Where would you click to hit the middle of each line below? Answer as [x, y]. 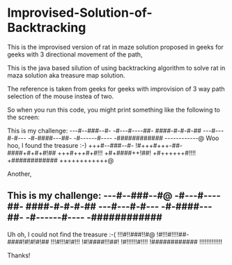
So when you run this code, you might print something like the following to [114, 109]
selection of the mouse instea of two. [61, 96]
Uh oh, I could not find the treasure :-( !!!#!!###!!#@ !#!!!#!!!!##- [98, 234]
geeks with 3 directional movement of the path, [75, 54]
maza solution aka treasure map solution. [66, 75]
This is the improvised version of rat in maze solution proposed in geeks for [116, 47]
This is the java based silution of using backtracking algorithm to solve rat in [116, 68]
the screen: [24, 117]
